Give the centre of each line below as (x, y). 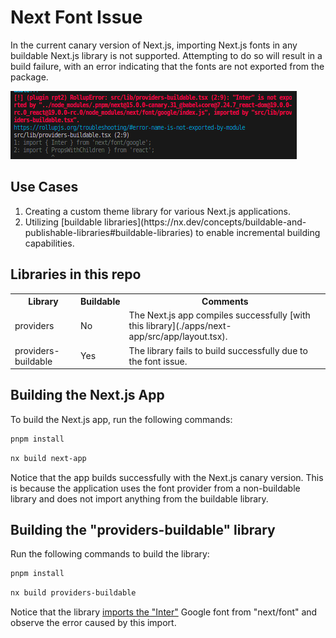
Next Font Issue (76, 17)
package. (29, 77)
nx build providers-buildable (73, 593)
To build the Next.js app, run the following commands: (121, 419)
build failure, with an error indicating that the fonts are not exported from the (167, 66)
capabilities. (49, 243)
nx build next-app (48, 458)
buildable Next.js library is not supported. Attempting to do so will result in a (166, 55)
